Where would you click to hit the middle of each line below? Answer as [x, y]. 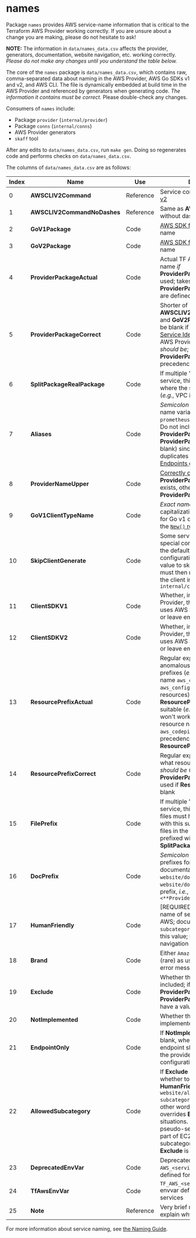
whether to [175, 1079]
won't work [175, 716]
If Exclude [174, 1072]
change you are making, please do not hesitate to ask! [71, 37]
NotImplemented [55, 1020]
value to [171, 565]
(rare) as [172, 960]
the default [175, 550]
